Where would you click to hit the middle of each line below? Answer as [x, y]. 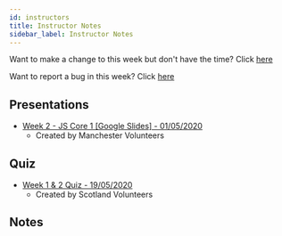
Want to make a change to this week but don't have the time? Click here [141, 60]
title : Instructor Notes [55, 26]
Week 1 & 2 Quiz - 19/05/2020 [77, 185]
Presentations [49, 105]
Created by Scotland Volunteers [94, 194]
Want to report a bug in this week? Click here [92, 77]
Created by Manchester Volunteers [100, 135]
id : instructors [39, 17]
